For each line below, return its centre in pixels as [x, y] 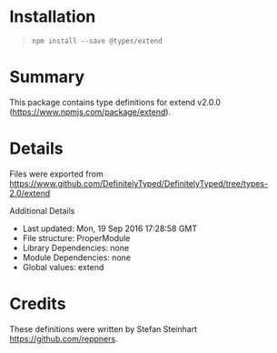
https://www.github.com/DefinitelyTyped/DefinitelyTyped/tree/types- [139, 183]
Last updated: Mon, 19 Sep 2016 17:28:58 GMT [110, 228]
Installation [53, 17]
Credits [38, 304]
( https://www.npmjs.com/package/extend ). [90, 112]
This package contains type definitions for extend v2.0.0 [115, 102]
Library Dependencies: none [76, 247]
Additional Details [42, 210]
